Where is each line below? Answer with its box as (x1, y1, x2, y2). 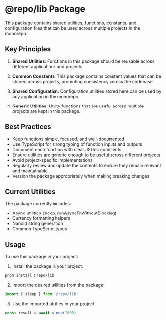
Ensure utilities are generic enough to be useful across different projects (12, 152, 160, 158)
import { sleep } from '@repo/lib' (5, 292, 79, 297)
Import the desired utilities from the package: (12, 282, 105, 288)
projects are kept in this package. (12, 108, 81, 114)
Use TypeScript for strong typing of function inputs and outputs (12, 141, 143, 147)
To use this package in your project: (5, 254, 78, 260)
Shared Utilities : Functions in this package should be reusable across (12, 58, 155, 64)
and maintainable (12, 168, 48, 174)
